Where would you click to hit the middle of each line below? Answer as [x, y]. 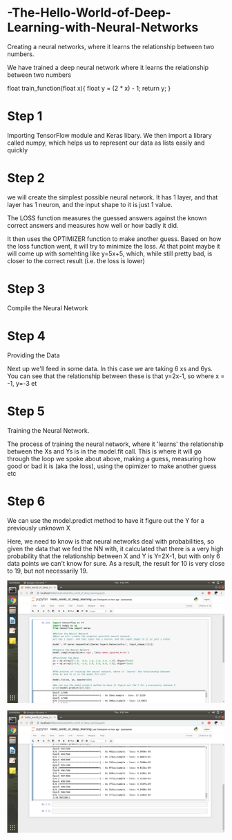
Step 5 [26, 411]
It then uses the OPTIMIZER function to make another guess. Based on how [114, 239]
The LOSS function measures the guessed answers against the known [107, 218]
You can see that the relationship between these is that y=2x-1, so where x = [116, 376]
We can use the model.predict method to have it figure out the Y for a [106, 520]
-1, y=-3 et [22, 383]
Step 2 [26, 178]
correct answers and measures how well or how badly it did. [93, 225]
